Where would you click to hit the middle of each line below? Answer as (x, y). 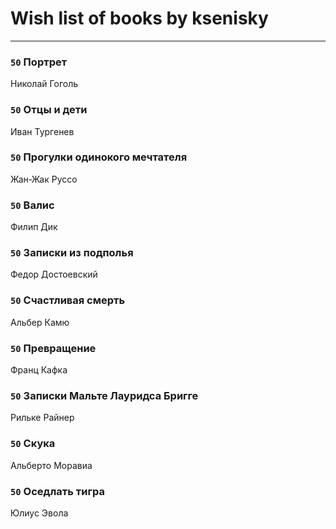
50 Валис (32, 205)
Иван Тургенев (42, 131)
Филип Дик (34, 227)
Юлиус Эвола (39, 513)
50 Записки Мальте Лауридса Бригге (104, 395)
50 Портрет (39, 62)
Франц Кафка (39, 370)
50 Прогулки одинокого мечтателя (99, 157)
